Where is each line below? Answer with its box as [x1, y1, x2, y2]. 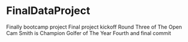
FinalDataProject [6, 4, 90, 17]
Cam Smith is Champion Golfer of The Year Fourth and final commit [6, 29, 171, 36]
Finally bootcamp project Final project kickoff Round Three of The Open [6, 23, 183, 30]
